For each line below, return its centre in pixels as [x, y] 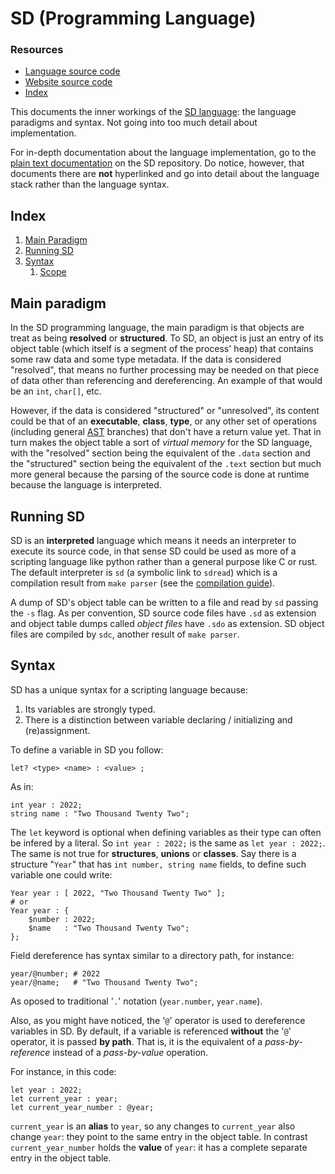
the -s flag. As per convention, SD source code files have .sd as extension [163, 613]
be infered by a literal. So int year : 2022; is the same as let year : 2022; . [168, 843]
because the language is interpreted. [86, 485]
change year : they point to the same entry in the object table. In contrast [159, 1136]
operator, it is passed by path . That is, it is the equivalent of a [136, 1041]
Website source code [68, 82]
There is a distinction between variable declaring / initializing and [158, 719]
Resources [37, 50]
